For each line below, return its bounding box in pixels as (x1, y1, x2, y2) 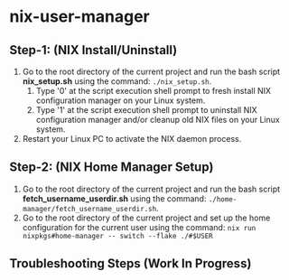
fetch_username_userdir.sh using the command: (22, 192, 207, 204)
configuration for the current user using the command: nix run (22, 221, 256, 232)
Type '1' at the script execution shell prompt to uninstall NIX (35, 105, 257, 115)
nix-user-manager (9, 6, 151, 27)
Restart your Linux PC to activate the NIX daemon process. (22, 134, 242, 144)
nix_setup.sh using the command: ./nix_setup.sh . (22, 76, 212, 87)
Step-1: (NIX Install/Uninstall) (9, 42, 178, 58)
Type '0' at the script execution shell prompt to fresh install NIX (35, 86, 272, 96)
